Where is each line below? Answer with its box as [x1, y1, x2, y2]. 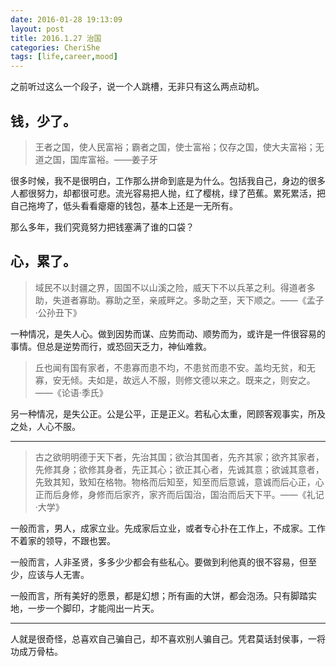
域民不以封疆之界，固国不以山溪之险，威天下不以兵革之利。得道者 [34, 281, 307, 293]
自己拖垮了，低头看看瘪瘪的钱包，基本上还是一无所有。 [10, 199, 238, 211]
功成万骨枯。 [10, 645, 63, 657]
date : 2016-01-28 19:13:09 [10, 14, 123, 25]
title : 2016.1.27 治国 [10, 33, 102, 43]
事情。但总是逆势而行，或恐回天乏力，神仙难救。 [10, 340, 212, 352]
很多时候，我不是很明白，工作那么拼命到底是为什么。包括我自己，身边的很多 [10, 174, 326, 186]
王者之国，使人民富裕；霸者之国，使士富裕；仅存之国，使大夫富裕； [34, 141, 316, 153]
